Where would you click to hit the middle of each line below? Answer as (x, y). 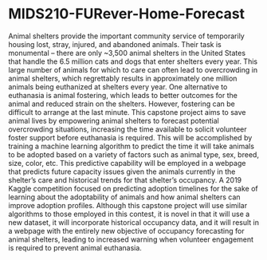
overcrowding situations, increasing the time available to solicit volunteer (128, 129)
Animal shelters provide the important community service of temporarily (126, 36)
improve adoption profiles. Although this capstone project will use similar (128, 205)
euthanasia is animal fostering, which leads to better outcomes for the (123, 95)
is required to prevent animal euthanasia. (75, 247)
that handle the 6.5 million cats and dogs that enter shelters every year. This (133, 61)
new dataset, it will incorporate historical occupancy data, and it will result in (134, 222)
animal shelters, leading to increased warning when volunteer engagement (131, 239)
